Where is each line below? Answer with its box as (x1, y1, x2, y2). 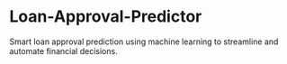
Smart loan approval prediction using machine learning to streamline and (9, 36, 279, 47)
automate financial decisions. (9, 45, 119, 56)
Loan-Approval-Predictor (9, 6, 202, 27)
